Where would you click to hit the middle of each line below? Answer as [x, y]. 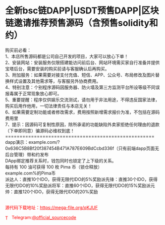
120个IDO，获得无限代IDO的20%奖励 [60, 191]
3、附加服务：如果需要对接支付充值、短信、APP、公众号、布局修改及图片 [80, 75]
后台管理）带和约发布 [27, 154]
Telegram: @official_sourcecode [44, 217]
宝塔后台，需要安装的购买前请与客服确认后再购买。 [57, 68]
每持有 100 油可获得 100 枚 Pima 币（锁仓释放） [54, 167]
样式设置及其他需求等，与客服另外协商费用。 [55, 81]
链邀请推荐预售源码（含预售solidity [77, 23]
